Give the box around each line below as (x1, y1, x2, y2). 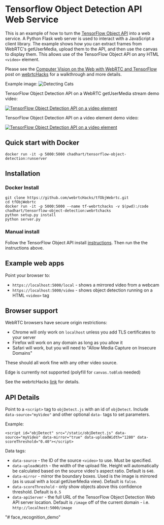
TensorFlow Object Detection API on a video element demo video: (5, 114, 139, 120)
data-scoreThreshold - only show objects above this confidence (12, 484, 142, 489)
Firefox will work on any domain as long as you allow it (12, 339, 123, 346)
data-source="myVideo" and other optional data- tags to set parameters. (5, 412, 150, 417)
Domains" (12, 350, 33, 356)
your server (12, 335, 36, 340)
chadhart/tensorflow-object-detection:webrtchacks (5, 208, 111, 213)
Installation (5, 169, 40, 178)
